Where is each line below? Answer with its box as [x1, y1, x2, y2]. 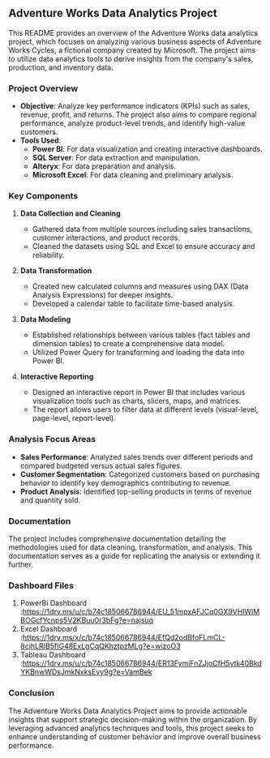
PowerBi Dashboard [19, 598, 88, 608]
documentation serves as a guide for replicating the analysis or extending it [8, 551, 261, 560]
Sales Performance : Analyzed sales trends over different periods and [19, 452, 254, 461]
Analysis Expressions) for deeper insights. [32, 290, 174, 300]
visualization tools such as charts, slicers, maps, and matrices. [32, 396, 242, 406]
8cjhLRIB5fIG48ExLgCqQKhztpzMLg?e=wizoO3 [19, 641, 181, 651]
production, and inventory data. [8, 62, 114, 72]
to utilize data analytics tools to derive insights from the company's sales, [8, 54, 254, 63]
